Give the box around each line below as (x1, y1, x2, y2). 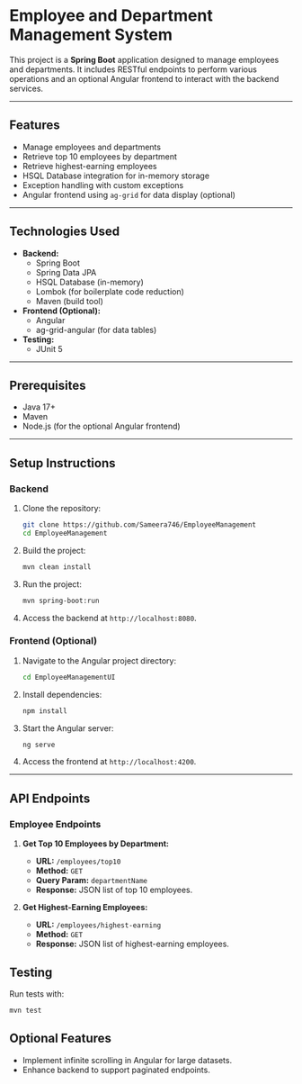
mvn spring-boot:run (22, 596, 100, 605)
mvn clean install (22, 562, 92, 572)
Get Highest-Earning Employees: (22, 902, 148, 913)
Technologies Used (9, 224, 120, 239)
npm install (22, 706, 67, 716)
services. (9, 83, 43, 94)
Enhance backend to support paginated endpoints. (22, 1064, 211, 1075)
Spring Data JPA (35, 266, 97, 277)
